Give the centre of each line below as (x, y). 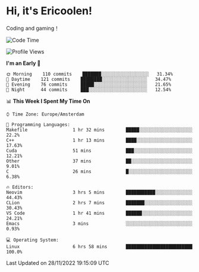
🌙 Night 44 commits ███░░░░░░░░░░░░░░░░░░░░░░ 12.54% (89, 90)
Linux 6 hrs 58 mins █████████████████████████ (99, 246)
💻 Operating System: (33, 240)
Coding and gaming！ (33, 28)
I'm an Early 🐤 (23, 63)
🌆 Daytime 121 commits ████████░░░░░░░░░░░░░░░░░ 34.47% (89, 79)
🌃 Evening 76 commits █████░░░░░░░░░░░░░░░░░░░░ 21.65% (89, 85)
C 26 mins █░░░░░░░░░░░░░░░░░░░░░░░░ (99, 171)
